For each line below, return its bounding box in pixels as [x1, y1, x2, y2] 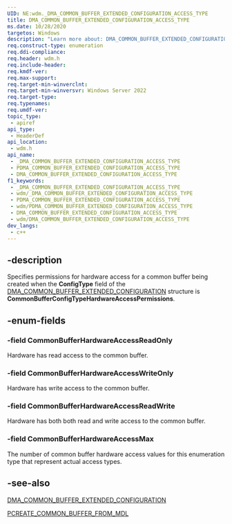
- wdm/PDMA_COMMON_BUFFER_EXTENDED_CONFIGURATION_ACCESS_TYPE [10, 203, 193, 210]
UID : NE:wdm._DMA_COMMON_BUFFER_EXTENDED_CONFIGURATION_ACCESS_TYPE [7, 10, 209, 17]
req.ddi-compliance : [7, 49, 67, 56]
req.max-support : [7, 74, 57, 82]
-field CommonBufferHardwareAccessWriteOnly [7, 368, 174, 377]
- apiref [10, 119, 36, 127]
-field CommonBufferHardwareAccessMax [7, 434, 154, 444]
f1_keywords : [7, 177, 45, 184]
